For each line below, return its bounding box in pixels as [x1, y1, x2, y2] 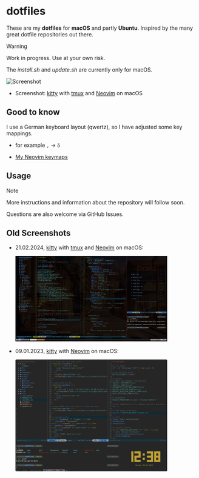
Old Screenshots [6, 227, 71, 238]
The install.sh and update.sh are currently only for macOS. [6, 66, 153, 73]
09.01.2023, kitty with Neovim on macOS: [15, 348, 120, 355]
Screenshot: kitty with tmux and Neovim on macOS [15, 89, 143, 96]
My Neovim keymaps [15, 153, 68, 160]
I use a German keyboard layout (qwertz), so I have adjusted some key [6, 123, 183, 130]
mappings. [6, 129, 33, 137]
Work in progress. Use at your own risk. [6, 54, 106, 61]
